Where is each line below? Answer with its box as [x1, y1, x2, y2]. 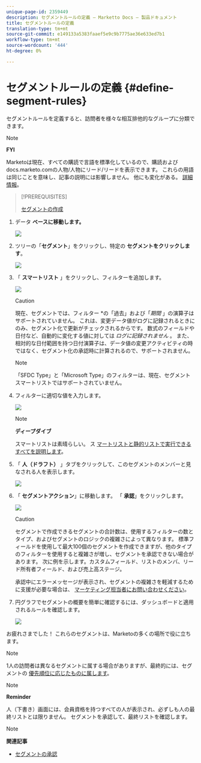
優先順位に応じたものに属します [28, 669, 107, 676]
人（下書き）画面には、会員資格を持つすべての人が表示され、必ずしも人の [6, 705, 190, 712]
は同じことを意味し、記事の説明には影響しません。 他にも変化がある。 [6, 173, 181, 180]
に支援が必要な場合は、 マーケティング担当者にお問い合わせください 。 [14, 586, 190, 593]
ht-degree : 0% [6, 48, 42, 54]
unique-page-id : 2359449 [6, 8, 68, 15]
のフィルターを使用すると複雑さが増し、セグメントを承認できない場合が [14, 550, 194, 557]
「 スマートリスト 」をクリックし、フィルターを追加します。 [14, 274, 165, 281]
